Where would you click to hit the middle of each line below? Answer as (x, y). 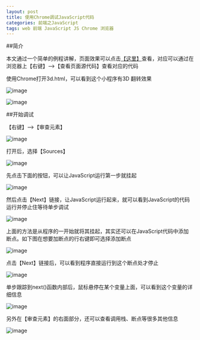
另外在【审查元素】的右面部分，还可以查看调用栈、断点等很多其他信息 (92, 319)
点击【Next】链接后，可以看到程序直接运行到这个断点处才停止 (82, 263)
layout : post (22, 12)
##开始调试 (20, 114)
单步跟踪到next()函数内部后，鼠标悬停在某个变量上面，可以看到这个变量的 (97, 287)
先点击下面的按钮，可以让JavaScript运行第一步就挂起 (71, 176)
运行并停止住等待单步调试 (37, 207)
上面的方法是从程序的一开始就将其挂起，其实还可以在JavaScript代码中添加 (98, 231)
